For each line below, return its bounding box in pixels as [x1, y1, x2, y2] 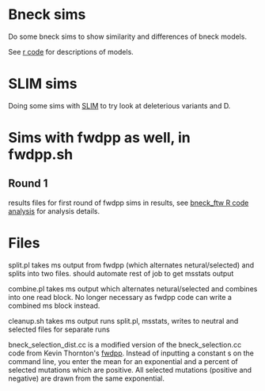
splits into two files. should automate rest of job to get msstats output [8, 268, 234, 278]
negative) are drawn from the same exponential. [8, 374, 165, 383]
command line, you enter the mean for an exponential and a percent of [8, 356, 239, 366]
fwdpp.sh [8, 146, 74, 164]
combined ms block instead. [8, 301, 100, 310]
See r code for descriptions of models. [8, 47, 134, 56]
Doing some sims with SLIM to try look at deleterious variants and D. [8, 101, 231, 110]
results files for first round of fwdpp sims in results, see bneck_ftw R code [8, 198, 249, 207]
